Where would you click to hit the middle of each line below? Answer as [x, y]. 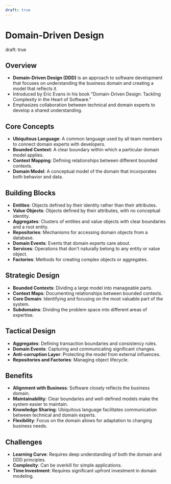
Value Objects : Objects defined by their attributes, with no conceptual [87, 211]
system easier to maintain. [40, 404]
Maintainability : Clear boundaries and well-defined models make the [85, 399]
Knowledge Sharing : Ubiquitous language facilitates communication [85, 410]
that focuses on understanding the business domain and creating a [83, 83]
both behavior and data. [38, 177]
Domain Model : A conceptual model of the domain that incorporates [84, 171]
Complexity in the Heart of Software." [52, 100]
